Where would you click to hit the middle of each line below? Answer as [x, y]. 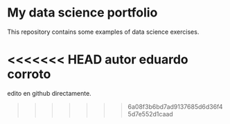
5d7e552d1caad [150, 114]
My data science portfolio [82, 13]
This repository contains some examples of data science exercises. [103, 32]
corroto [29, 74]
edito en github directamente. [49, 93]
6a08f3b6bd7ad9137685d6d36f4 [175, 106]
